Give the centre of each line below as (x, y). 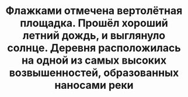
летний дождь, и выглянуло (94, 36)
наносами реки (94, 85)
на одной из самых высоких (94, 60)
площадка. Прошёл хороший (94, 23)
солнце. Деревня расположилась (94, 48)
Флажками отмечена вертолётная (94, 11)
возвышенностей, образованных (94, 73)
